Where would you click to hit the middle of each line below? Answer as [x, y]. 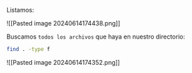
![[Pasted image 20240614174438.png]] [63, 23]
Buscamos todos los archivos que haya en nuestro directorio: [96, 36]
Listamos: [20, 10]
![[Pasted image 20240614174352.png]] [63, 62]
